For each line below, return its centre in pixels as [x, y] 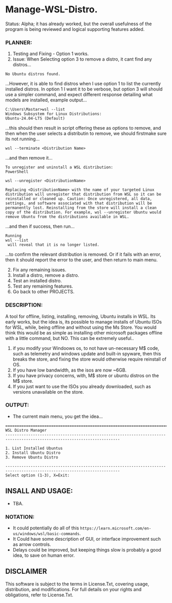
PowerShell [17, 172]
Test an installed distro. [37, 281]
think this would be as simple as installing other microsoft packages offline [84, 332]
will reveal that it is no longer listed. [53, 245]
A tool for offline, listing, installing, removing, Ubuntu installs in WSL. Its [81, 316]
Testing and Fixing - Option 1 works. [51, 54]
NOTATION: [20, 517]
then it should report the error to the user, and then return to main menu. [81, 260]
